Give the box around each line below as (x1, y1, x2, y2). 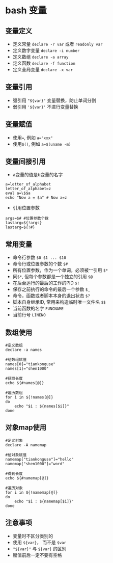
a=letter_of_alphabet (5, 182, 51, 187)
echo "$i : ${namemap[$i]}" (14, 499, 74, 504)
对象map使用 (5, 423, 47, 432)
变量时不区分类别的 (12, 533, 53, 539)
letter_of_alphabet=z (5, 186, 51, 192)
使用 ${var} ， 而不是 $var (12, 539, 67, 545)
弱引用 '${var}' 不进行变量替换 (12, 103, 78, 110)
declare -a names (5, 347, 42, 353)
